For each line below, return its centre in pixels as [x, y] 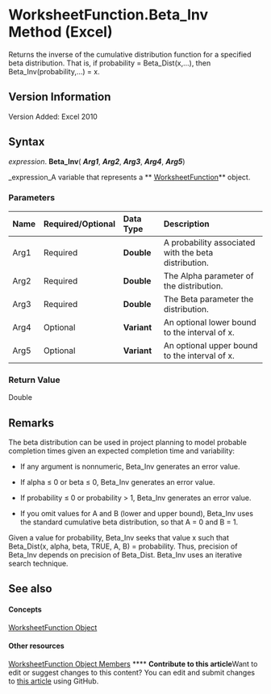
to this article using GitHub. [54, 681]
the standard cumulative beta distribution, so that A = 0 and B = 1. [129, 522]
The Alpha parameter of [208, 275]
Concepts [25, 609]
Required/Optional [79, 224]
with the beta [188, 252]
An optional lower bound [210, 322]
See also [30, 589]
